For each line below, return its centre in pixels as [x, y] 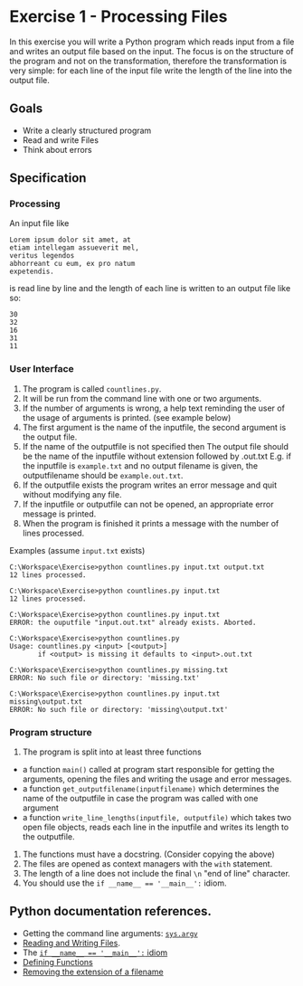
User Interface [42, 369]
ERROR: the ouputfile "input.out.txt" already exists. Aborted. [133, 622]
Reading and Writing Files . [71, 943]
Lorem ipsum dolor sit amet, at [70, 240]
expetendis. [32, 272]
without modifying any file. [72, 494]
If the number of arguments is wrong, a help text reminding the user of [153, 408]
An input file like [39, 223]
